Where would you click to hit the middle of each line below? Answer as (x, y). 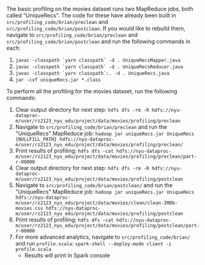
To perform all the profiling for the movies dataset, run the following (92, 91)
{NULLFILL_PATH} (36, 139)
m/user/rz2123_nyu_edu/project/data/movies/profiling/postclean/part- (107, 226)
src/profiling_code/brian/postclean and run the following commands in (99, 41)
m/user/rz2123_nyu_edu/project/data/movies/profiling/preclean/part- (106, 156)
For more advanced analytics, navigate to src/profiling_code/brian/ (102, 237)
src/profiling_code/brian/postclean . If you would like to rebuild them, (96, 28)
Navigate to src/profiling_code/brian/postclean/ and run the (94, 185)
